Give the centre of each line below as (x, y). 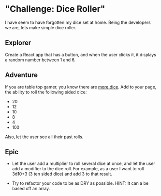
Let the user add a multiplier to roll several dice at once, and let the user (84, 163)
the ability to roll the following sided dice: (46, 92)
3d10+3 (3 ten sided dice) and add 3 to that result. (62, 174)
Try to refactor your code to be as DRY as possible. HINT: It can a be (80, 183)
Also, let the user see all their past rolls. (44, 137)
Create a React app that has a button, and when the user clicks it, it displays (80, 54)
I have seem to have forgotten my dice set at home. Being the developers (78, 22)
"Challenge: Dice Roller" (55, 9)
